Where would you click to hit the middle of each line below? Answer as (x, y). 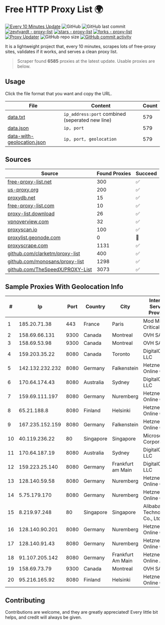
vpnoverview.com (28, 221)
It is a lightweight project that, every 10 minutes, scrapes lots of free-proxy (81, 46)
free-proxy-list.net (30, 182)
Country (96, 307)
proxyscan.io (23, 230)
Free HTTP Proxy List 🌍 (54, 10)
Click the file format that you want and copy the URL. (58, 93)
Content (101, 105)
